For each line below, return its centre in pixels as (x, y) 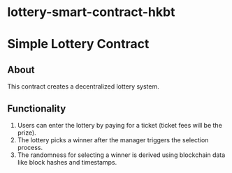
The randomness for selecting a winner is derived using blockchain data (121, 155)
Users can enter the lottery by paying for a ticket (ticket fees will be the (119, 125)
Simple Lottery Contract (78, 44)
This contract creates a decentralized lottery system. (83, 86)
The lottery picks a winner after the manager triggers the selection (113, 140)
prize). (27, 133)
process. (30, 148)
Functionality (37, 108)
